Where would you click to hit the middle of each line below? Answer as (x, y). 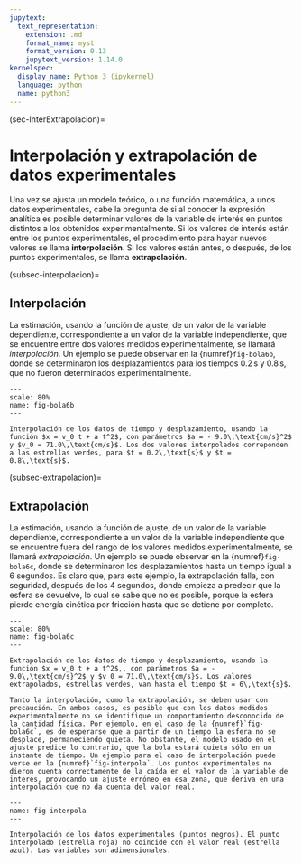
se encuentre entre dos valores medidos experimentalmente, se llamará (142, 344)
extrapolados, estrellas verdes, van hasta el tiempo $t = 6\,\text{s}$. (151, 685)
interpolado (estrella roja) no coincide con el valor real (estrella (145, 843)
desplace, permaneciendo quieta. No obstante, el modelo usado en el (143, 740)
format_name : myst (60, 43)
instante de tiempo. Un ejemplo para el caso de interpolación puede (143, 755)
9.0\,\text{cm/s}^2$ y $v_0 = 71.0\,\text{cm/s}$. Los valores (131, 677)
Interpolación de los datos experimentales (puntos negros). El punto (145, 835)
